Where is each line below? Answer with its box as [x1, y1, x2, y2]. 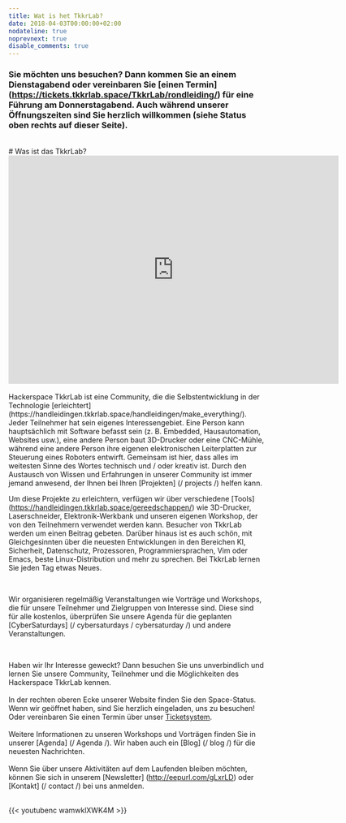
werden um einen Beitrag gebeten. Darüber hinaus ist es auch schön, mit [8, 528, 253, 538]
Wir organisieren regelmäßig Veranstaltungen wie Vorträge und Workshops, [8, 594, 262, 605]
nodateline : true [8, 27, 67, 35]
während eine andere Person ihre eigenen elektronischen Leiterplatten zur [8, 444, 257, 454]
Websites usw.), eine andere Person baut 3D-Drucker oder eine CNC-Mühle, [8, 435, 265, 445]
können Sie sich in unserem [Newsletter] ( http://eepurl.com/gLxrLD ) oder [8, 773, 254, 782]
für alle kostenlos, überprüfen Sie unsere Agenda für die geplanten [8, 612, 232, 622]
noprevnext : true [8, 34, 67, 43]
